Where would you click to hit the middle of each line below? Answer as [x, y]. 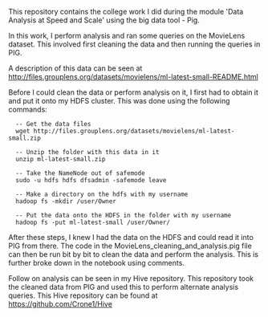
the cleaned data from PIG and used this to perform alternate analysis [124, 287]
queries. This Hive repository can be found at [83, 295]
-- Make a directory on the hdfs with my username [102, 194]
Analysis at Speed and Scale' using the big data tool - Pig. [104, 20]
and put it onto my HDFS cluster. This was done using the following [119, 101]
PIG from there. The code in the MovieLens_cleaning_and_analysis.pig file [130, 246]
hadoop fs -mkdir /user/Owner [66, 201]
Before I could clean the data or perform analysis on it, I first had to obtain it [134, 92]
